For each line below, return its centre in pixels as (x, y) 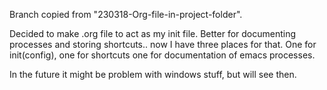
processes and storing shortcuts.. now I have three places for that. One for (163, 44)
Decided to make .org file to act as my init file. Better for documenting (153, 33)
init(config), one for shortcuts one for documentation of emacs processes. (162, 55)
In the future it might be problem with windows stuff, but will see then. (153, 74)
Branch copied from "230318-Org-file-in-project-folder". (126, 14)
